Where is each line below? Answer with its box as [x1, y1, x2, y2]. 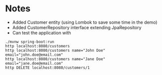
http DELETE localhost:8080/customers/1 [5, 65, 90, 70]
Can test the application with [12, 30, 71, 36]
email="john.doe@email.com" [5, 52, 64, 57]
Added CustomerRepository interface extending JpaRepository [12, 24, 142, 30]
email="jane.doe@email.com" [5, 61, 64, 66]
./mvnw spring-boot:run [5, 39, 55, 44]
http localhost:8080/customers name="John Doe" [5, 48, 106, 53]
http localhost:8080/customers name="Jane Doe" [5, 56, 106, 62]
